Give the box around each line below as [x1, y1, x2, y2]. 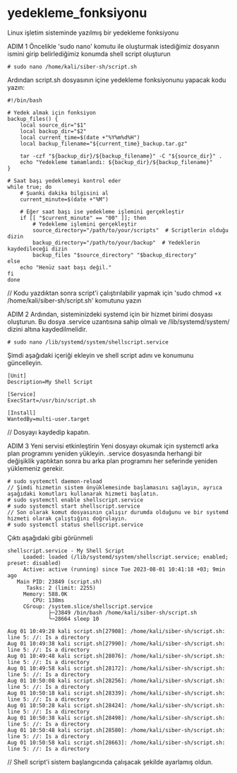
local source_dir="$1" [20, 122, 87, 129]
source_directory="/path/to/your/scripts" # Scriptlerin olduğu [32, 226, 229, 234]
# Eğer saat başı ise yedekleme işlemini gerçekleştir [20, 208, 185, 215]
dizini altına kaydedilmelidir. [7, 325, 87, 333]
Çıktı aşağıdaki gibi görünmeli [7, 533, 93, 542]
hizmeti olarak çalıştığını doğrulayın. [7, 515, 128, 522]
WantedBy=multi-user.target [7, 415, 90, 422]
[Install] [7, 409, 37, 417]
